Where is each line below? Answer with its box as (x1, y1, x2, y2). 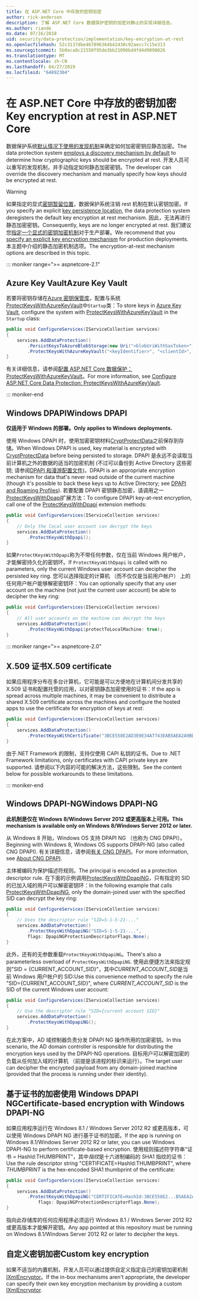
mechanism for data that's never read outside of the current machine (6, 474, 175, 481)
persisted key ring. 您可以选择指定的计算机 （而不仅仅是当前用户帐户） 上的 (6, 573, 191, 580)
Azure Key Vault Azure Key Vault (6, 278, 128, 288)
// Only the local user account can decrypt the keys (17, 523, 152, 529)
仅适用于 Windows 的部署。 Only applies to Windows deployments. (6, 425, 173, 432)
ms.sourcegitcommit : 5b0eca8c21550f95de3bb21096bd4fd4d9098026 (6, 47, 166, 53)
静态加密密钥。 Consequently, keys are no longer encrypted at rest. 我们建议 (6, 222, 192, 229)
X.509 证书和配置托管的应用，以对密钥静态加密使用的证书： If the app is (6, 685, 181, 692)
